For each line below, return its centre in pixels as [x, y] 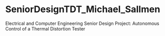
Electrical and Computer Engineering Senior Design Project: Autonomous [82, 23]
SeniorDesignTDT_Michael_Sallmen [83, 9]
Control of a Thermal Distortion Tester [45, 28]
